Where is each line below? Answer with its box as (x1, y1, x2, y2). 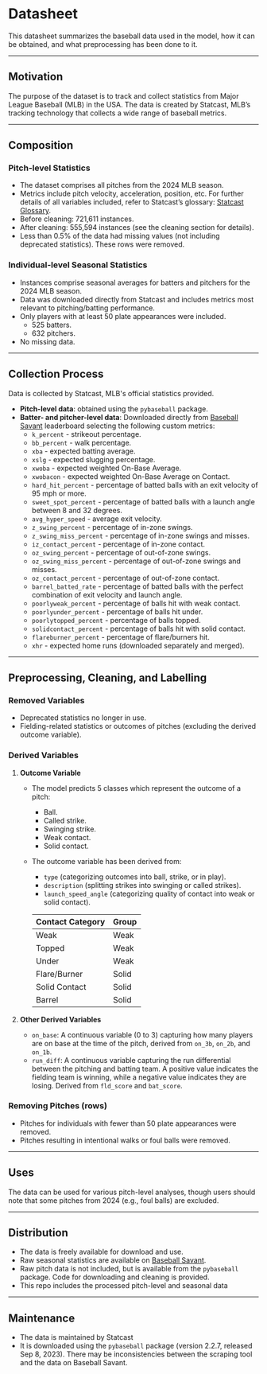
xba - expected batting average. (31, 446, 136, 456)
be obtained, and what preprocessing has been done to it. (8, 39, 198, 49)
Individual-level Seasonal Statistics (8, 259, 148, 271)
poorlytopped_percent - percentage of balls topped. (31, 615, 201, 625)
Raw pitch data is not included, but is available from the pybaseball (19, 1264, 239, 1274)
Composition (8, 138, 74, 152)
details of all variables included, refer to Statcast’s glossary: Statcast (19, 197, 244, 207)
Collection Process (8, 368, 104, 381)
